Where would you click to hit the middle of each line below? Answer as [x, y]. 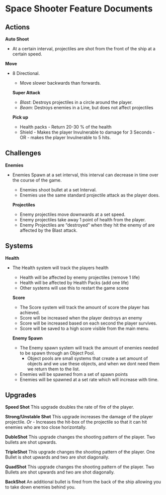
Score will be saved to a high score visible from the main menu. [85, 328]
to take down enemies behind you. [41, 487]
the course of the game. [37, 180]
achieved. [30, 313]
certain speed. [27, 54]
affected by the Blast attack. [49, 230]
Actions [17, 27]
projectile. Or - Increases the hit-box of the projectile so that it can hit [76, 422]
